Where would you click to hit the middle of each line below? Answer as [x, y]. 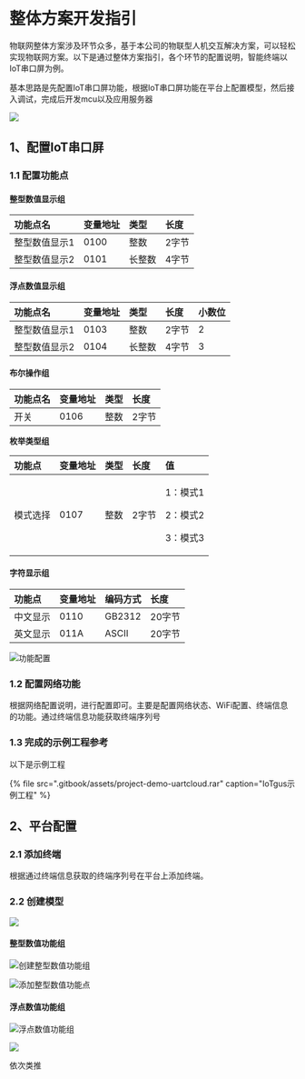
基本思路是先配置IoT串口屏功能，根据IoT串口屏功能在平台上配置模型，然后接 [152, 87]
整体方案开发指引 [74, 19]
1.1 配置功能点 [39, 175]
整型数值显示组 [37, 199]
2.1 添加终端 [35, 854]
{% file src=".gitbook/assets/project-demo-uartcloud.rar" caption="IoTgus [148, 784]
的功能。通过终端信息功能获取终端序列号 [85, 717]
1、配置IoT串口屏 [57, 148]
